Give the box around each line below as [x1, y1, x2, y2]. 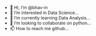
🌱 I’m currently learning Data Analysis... [9, 15, 91, 20]
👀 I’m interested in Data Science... [9, 10, 79, 16]
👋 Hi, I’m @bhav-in [9, 5, 48, 10]
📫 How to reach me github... [9, 26, 69, 31]
